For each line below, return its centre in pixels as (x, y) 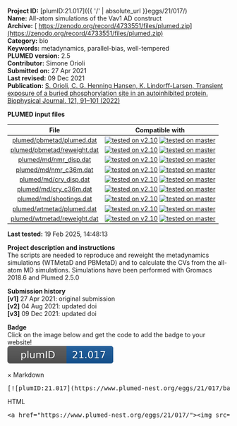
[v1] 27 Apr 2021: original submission (61, 299)
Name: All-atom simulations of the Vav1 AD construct (85, 18)
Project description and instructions (61, 248)
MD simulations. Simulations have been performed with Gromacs (118, 270)
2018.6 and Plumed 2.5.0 (43, 277)
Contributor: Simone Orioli (46, 63)
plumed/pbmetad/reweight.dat (54, 150)
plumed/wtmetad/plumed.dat (55, 208)
